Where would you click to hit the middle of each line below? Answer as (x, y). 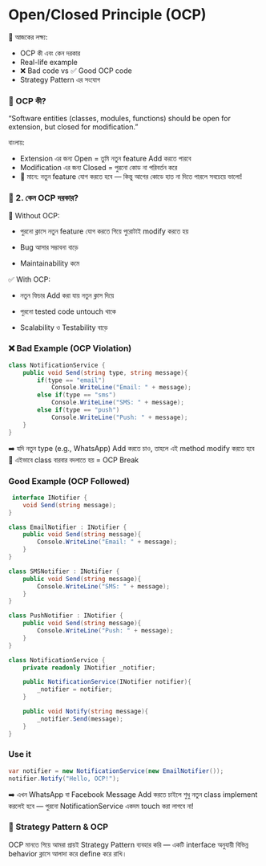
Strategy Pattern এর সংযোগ (60, 79)
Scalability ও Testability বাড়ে (64, 327)
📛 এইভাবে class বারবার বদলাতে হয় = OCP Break (73, 460)
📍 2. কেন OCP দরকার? (43, 198)
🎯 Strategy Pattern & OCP (58, 827)
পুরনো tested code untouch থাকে (68, 311)
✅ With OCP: (29, 279)
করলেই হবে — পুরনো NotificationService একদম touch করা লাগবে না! (101, 806)
